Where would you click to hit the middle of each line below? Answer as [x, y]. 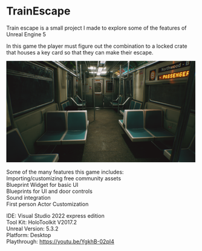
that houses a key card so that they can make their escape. [80, 52]
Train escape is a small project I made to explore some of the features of [96, 28]
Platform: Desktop [29, 235]
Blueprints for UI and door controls [49, 191]
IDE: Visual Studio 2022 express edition [55, 216]
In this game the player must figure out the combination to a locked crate [97, 46]
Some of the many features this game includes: [65, 172]
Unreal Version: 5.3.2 [32, 229]
